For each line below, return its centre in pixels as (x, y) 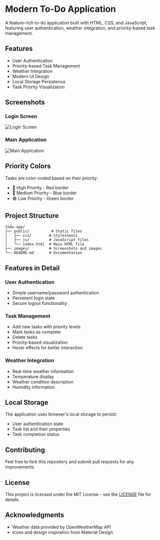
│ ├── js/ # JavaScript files (47, 240)
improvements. (20, 467)
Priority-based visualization (40, 342)
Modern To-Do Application (61, 9)
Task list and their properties (41, 429)
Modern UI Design (31, 76)
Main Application (26, 140)
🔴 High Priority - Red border (40, 187)
